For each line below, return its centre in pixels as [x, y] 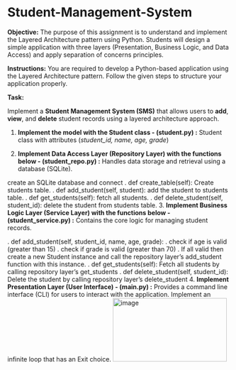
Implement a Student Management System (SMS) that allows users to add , [118, 111]
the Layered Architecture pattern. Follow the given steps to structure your [114, 76]
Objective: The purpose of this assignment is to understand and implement [117, 32]
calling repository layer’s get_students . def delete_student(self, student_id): [118, 271]
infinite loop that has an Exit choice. [60, 359]
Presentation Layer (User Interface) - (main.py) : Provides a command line [118, 287]
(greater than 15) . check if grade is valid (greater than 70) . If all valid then [116, 249]
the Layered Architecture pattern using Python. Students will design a [109, 39]
